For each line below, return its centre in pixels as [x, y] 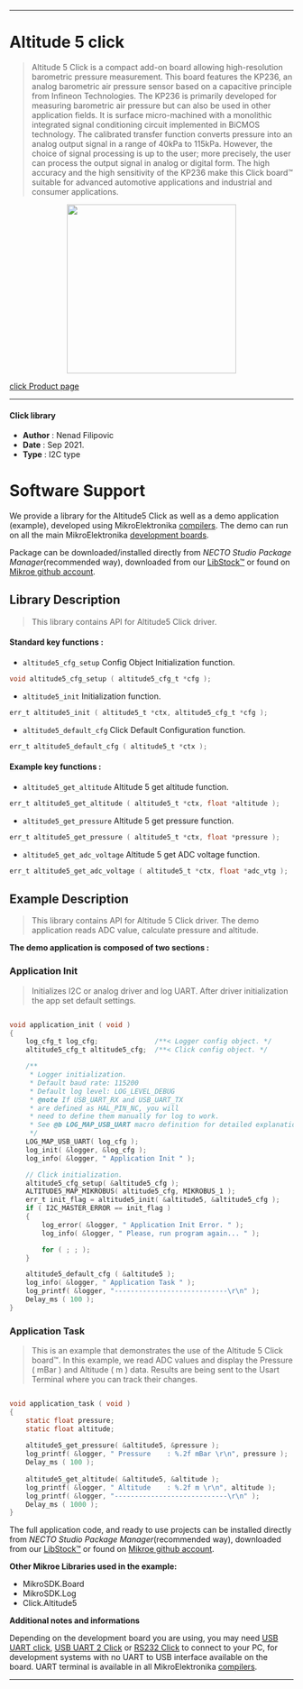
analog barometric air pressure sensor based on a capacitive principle [161, 86]
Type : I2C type [51, 454]
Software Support [78, 491]
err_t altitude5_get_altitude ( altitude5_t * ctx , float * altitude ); [145, 803]
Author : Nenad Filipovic [68, 436]
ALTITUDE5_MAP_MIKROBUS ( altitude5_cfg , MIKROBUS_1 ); [131, 1191]
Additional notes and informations [74, 1620]
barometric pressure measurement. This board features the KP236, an [162, 77]
